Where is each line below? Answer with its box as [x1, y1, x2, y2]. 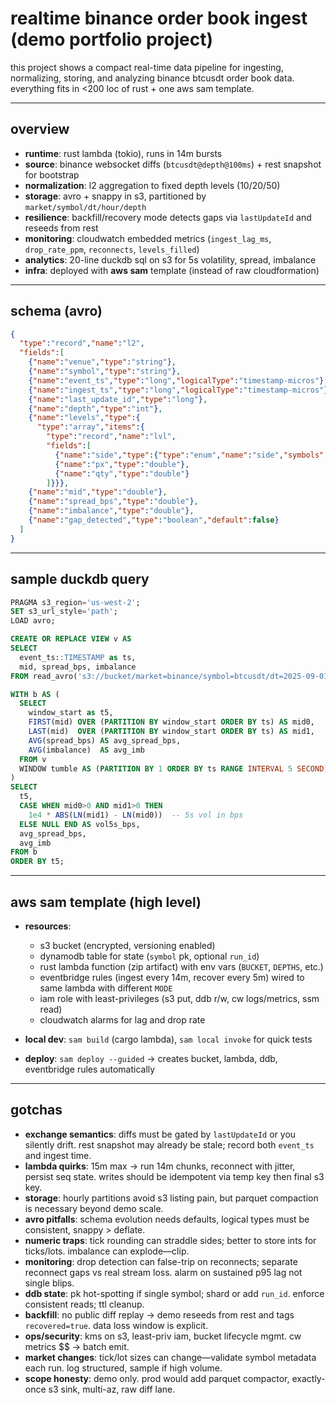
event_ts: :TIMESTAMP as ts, [19, 652, 137, 662]
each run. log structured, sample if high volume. [24, 1362, 223, 1374]
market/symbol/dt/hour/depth [24, 202, 147, 212]
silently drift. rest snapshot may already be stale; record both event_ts [24, 1138, 315, 1151]
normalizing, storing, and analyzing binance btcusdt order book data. [10, 72, 295, 84]
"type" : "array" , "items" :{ [36, 422, 145, 432]
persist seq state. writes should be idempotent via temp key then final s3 [24, 1170, 325, 1182]
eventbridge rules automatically [24, 1063, 156, 1075]
